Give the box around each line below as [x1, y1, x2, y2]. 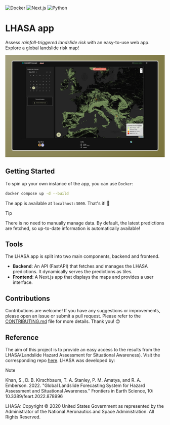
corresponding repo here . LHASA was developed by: [5, 357, 115, 363]
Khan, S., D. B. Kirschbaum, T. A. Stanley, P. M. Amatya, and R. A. [5, 377, 142, 383]
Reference [5, 333, 39, 342]
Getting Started [5, 167, 55, 176]
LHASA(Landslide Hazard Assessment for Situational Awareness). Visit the [5, 352, 160, 358]
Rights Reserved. [5, 414, 41, 420]
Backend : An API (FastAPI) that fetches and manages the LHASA [12, 263, 148, 269]
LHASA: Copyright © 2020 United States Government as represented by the [5, 403, 164, 409]
